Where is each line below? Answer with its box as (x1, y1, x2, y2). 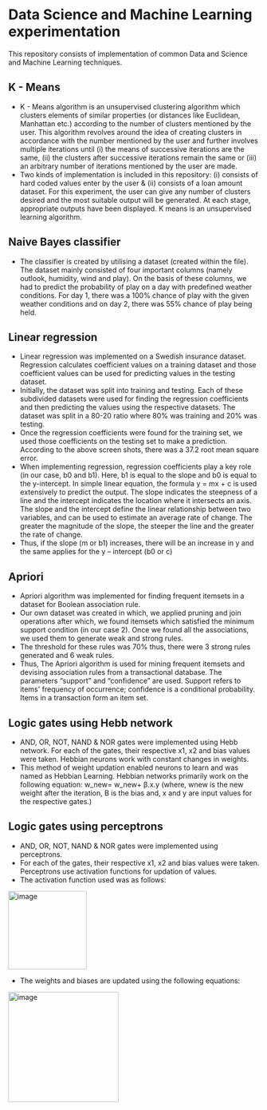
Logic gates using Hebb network (8, 716, 173, 730)
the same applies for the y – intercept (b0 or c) (19, 547, 173, 557)
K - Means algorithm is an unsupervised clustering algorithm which (19, 101, 241, 111)
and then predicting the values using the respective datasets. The (19, 402, 236, 412)
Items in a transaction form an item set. (19, 693, 149, 703)
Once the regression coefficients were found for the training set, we (19, 428, 243, 438)
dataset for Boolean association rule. (19, 600, 141, 609)
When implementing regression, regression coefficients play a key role (19, 462, 252, 472)
